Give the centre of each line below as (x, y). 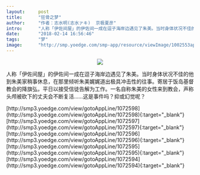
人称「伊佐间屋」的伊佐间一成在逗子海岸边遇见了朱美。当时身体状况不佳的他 (100, 74)
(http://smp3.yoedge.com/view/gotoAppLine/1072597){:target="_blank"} (95, 127)
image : (14, 45)
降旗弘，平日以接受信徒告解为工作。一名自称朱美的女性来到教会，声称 (108, 89)
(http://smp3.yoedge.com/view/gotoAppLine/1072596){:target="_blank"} (95, 140)
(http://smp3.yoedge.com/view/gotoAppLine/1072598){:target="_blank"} (95, 115)
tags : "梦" (27, 39)
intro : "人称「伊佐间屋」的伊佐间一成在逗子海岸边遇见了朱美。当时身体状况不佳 (99, 28)
